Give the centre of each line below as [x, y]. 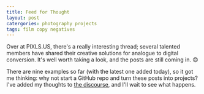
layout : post [23, 18]
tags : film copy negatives [41, 29]
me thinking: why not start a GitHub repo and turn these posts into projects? [102, 78]
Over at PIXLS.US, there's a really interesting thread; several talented [93, 47]
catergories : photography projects [52, 23]
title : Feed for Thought [38, 12]
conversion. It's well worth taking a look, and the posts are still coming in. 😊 [102, 60]
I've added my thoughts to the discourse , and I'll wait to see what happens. [101, 85]
